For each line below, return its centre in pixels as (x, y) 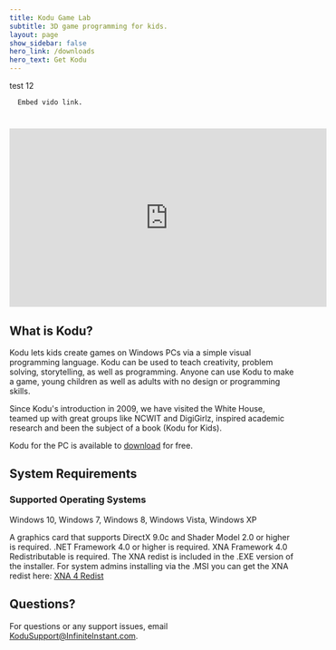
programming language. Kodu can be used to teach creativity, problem (141, 362)
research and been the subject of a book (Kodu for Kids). (115, 428)
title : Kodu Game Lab (50, 18)
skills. (20, 391)
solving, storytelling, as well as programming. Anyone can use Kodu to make (152, 372)
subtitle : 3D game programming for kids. (89, 26)
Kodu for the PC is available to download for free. (101, 446)
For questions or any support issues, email (89, 626)
